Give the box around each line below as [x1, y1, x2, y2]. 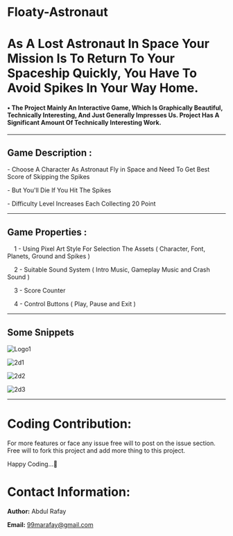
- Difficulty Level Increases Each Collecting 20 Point [7, 199, 156, 208]
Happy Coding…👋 [7, 460, 58, 468]
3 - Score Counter [13, 286, 66, 295]
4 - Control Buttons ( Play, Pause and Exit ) [13, 300, 137, 308]
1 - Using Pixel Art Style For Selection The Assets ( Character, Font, [13, 244, 206, 253]
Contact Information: [7, 484, 130, 500]
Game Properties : [7, 226, 87, 238]
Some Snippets [7, 326, 75, 338]
